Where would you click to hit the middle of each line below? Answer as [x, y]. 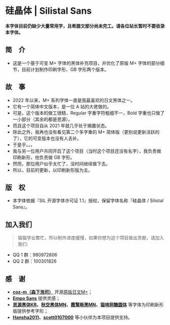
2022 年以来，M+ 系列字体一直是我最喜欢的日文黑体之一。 [74, 100]
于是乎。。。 [24, 144]
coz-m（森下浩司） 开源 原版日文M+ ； [52, 292]
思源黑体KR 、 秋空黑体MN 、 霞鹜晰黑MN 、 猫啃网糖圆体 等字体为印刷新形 [88, 305]
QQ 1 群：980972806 [35, 255]
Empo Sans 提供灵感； [36, 298]
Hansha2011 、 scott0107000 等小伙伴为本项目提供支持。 [72, 317]
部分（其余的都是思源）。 [47, 119]
